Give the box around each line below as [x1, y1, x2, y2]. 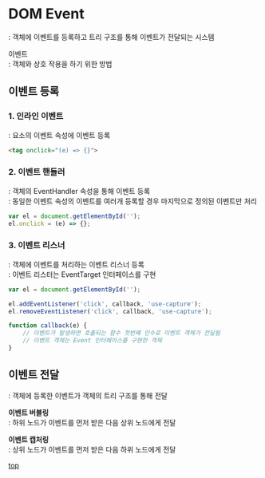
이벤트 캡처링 [8, 434, 49, 444]
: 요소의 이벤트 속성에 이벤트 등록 [8, 130, 111, 140]
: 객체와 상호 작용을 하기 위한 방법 [8, 59, 113, 69]
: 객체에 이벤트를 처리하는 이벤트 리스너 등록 [8, 259, 145, 269]
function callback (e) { [8, 322, 88, 330]
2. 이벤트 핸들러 [8, 167, 65, 178]
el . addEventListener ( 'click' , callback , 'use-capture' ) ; [8, 300, 202, 308]
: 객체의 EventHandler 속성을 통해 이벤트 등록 [8, 186, 151, 196]
